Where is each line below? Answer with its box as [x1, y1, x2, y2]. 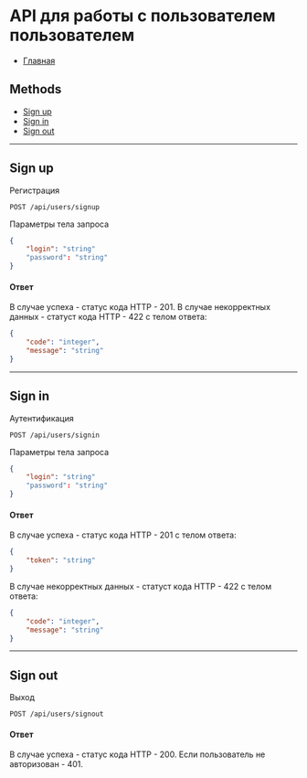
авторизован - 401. [9, 759, 84, 770]
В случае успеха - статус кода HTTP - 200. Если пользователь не [9, 749, 266, 760]
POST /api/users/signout [9, 709, 104, 719]
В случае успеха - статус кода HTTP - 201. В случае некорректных [9, 302, 271, 313]
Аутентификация [9, 412, 75, 423]
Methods [9, 81, 62, 97]
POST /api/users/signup [9, 202, 101, 211]
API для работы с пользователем [9, 5, 276, 27]
